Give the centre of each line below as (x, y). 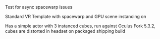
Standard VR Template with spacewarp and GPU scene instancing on (76, 16)
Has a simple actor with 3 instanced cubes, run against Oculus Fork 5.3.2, (80, 26)
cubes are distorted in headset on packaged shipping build (65, 31)
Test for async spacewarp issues (39, 7)
